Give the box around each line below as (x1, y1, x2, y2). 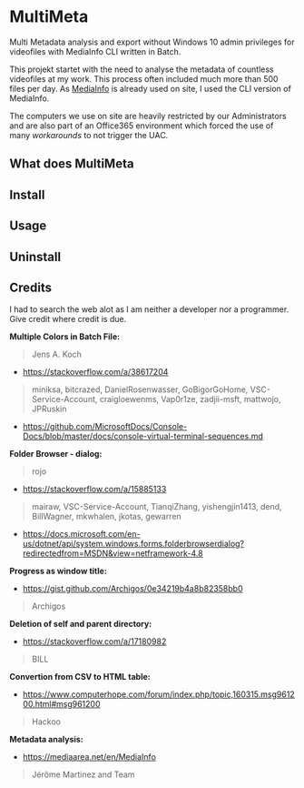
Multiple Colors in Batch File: (9, 331, 121, 342)
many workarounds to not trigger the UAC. (9, 129, 169, 140)
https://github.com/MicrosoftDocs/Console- (22, 421, 188, 432)
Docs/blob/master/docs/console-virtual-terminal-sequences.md (22, 430, 263, 442)
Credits (9, 279, 53, 295)
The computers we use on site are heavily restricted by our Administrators (9, 110, 288, 121)
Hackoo (31, 716, 62, 727)
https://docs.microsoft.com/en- (22, 529, 141, 540)
